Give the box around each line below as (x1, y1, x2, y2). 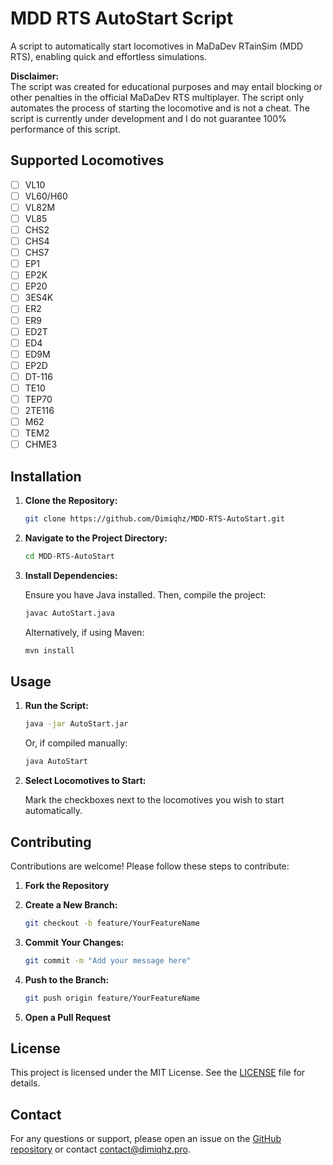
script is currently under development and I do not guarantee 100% (10, 112, 287, 124)
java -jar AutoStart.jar (24, 719, 129, 729)
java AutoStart (24, 757, 89, 767)
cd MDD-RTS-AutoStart (24, 551, 115, 561)
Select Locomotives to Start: (24, 775, 147, 787)
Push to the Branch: (24, 973, 110, 986)
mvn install (24, 645, 75, 656)
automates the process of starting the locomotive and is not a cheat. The (10, 102, 310, 114)
